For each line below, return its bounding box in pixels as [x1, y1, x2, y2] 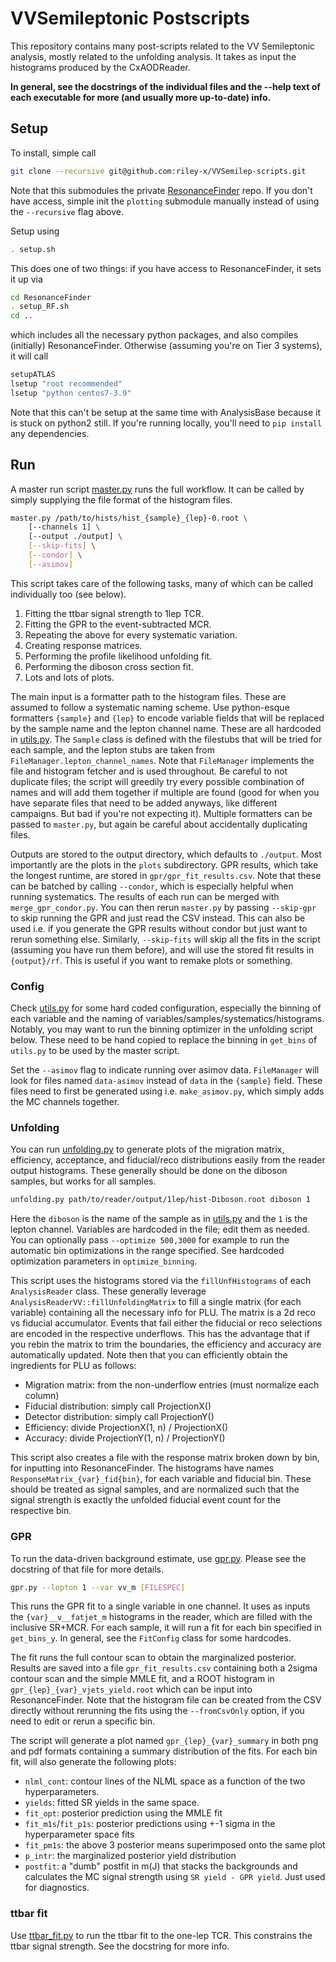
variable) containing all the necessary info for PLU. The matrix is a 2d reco [10, 1307, 316, 1319]
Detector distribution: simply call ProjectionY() [24, 1411, 215, 1423]
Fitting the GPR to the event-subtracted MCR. [24, 618, 212, 630]
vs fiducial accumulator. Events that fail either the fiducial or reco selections [10, 1317, 323, 1329]
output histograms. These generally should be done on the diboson [10, 1165, 288, 1177]
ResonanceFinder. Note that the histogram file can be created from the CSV [10, 1694, 322, 1706]
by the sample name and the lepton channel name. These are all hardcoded [10, 722, 322, 734]
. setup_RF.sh [10, 302, 70, 312]
